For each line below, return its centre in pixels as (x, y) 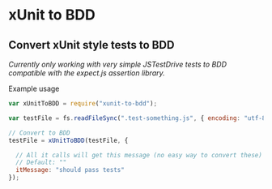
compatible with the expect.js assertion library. (87, 73)
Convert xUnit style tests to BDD (91, 45)
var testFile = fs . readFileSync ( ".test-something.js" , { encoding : (125, 118)
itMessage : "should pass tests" (70, 170)
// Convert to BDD (39, 133)
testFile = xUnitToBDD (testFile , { (68, 140)
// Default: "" (41, 163)
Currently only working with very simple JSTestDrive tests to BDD (118, 64)
